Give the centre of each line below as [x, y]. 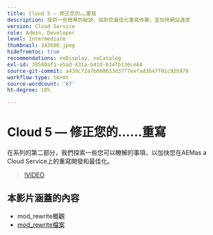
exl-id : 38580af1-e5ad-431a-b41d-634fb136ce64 [75, 65]
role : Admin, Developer [41, 33]
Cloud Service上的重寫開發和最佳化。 [60, 161]
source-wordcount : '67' [41, 84]
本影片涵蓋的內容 [43, 198]
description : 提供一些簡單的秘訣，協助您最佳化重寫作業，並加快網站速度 [99, 20]
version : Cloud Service [41, 26]
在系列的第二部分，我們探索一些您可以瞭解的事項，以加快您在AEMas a [107, 153]
